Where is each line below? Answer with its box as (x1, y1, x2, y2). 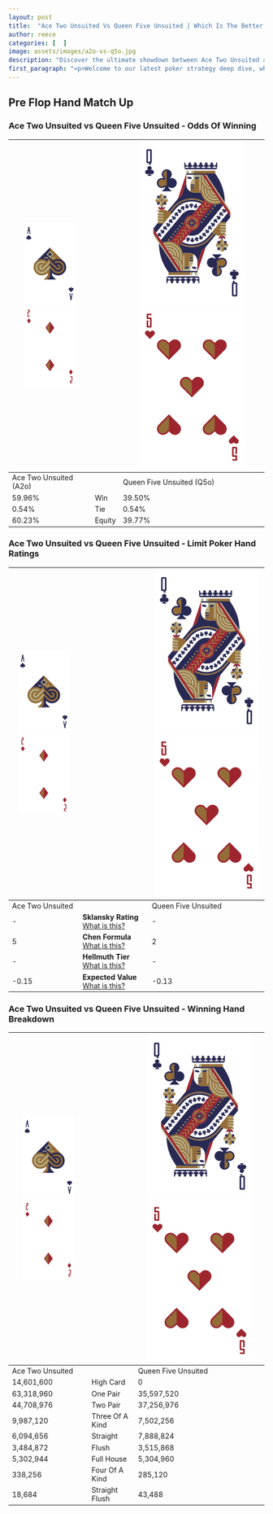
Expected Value (82, 972, 137, 982)
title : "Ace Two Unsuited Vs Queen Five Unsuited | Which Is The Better (8, 21, 264, 30)
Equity (94, 515, 116, 525)
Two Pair (91, 1400, 121, 1410)
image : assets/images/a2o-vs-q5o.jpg (8, 47, 136, 56)
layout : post (8, 13, 53, 21)
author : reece (8, 30, 57, 38)
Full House (91, 1454, 128, 1464)
